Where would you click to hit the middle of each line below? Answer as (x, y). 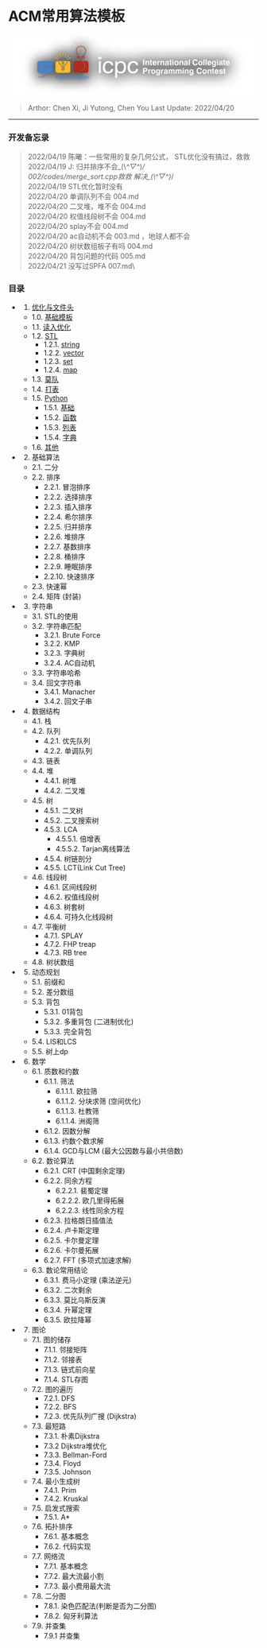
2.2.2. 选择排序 (68, 497)
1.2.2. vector (64, 353)
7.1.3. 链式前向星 (70, 1370)
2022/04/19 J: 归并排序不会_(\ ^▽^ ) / (86, 166)
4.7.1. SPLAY (63, 936)
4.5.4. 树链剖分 (68, 859)
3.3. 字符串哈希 (56, 673)
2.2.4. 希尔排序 (68, 517)
